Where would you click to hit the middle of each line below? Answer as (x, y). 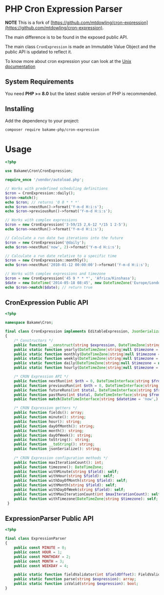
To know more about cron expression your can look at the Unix (68, 61)
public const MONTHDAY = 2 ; (42, 557)
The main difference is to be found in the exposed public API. (67, 37)
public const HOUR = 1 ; (38, 552)
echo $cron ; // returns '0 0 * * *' (42, 202)
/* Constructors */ (34, 340)
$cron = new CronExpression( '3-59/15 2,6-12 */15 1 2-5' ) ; (66, 225)
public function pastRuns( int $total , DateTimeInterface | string (81, 395)
